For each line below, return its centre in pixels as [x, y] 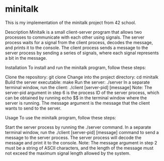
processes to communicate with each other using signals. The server [75, 37]
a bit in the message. [26, 58]
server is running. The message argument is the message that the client [78, 103]
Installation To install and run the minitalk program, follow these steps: [75, 68]
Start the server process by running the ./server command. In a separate [78, 127]
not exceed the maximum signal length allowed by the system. [68, 153]
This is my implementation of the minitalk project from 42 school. [70, 23]
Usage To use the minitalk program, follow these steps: [61, 117]
